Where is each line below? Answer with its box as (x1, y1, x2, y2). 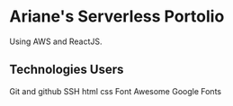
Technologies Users (9, 62, 124, 77)
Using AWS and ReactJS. (9, 36, 103, 47)
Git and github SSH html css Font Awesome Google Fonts (9, 85, 222, 96)
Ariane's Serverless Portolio (9, 6, 225, 27)
